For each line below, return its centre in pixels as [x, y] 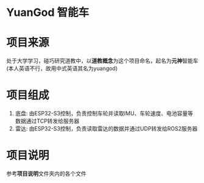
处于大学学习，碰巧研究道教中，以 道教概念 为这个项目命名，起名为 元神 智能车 [102, 61]
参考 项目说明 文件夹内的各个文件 [46, 174]
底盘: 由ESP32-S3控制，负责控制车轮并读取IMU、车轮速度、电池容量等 [104, 113]
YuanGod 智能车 [48, 13]
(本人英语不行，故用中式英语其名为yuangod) [62, 68]
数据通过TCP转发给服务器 [47, 121]
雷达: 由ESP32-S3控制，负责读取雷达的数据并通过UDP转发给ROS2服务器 [106, 129]
